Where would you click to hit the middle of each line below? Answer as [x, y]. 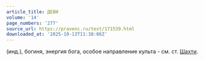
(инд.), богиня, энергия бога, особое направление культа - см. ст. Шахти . [102, 51]
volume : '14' [23, 18]
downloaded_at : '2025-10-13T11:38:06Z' [57, 34]
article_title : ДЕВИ [33, 12]
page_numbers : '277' [33, 23]
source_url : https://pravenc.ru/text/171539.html [71, 29]
